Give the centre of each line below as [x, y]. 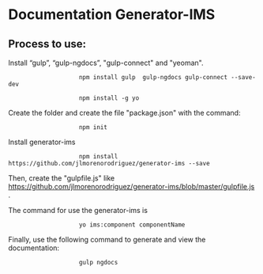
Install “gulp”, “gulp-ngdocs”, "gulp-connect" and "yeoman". [106, 63]
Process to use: [47, 44]
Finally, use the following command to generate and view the [107, 240]
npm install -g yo [109, 98]
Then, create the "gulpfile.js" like [62, 178]
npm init [93, 127]
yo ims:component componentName [132, 225]
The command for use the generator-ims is [78, 210]
